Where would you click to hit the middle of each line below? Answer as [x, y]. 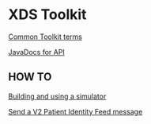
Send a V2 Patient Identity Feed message [75, 111]
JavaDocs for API [36, 52]
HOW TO [30, 77]
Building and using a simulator [57, 96]
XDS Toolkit [47, 15]
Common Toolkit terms [45, 37]
